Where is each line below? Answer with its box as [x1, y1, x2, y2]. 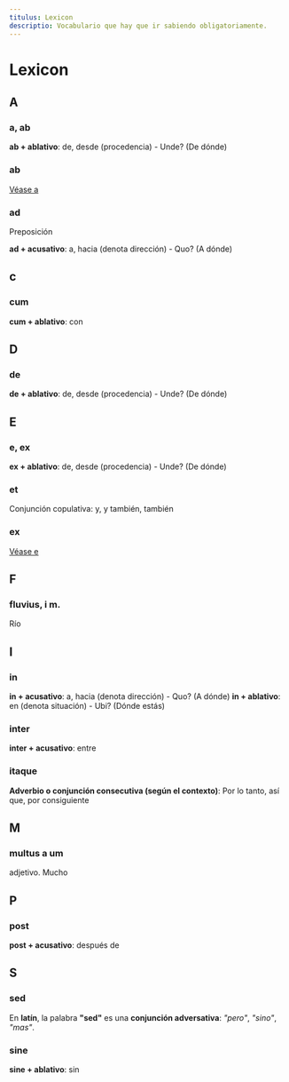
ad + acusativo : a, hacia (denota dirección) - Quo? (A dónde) [9, 243, 233, 254]
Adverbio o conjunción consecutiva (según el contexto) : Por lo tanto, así [9, 785, 280, 796]
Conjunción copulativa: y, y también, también [9, 504, 175, 514]
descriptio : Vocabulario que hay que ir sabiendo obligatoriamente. [9, 21, 268, 30]
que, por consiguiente [9, 794, 90, 805]
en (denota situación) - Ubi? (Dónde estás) [9, 701, 166, 711]
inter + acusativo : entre [9, 743, 97, 753]
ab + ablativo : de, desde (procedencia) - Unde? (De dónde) [9, 141, 228, 152]
